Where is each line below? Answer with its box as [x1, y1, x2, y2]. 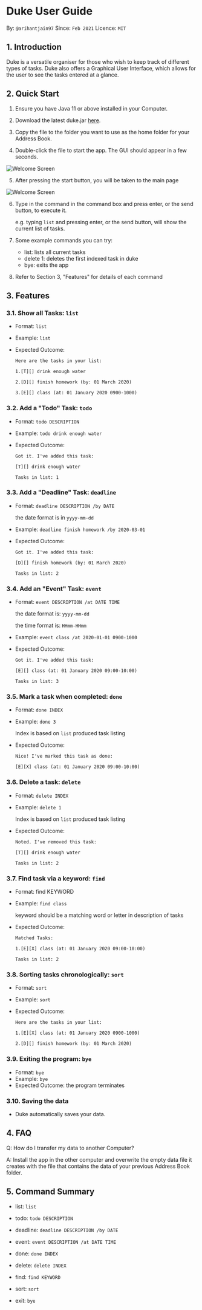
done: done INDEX [15, 1250, 59, 1257]
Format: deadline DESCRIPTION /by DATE [15, 502, 115, 509]
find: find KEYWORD [15, 1273, 61, 1280]
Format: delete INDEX [15, 792, 68, 799]
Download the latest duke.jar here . [15, 117, 101, 124]
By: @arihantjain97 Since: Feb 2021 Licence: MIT [6, 24, 126, 32]
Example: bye [15, 1075, 48, 1082]
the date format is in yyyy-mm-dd [15, 513, 94, 521]
